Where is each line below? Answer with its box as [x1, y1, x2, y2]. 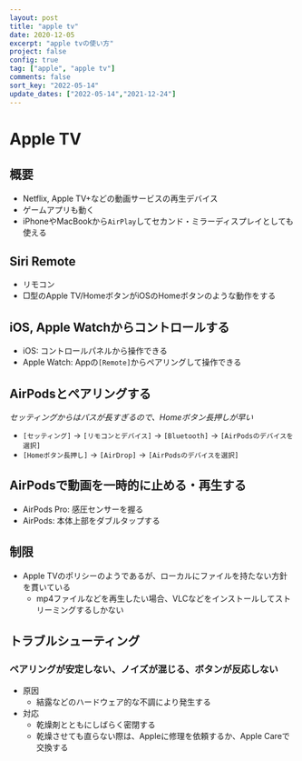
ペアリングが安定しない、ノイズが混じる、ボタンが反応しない [9, 663, 278, 676]
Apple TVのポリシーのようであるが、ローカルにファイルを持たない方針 [22, 570, 288, 581]
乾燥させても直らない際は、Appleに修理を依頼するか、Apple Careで [35, 731, 290, 742]
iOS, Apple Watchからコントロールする [9, 319, 229, 335]
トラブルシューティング [9, 633, 141, 648]
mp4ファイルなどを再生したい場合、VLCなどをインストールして [35, 593, 276, 604]
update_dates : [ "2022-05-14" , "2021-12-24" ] [9, 89, 177, 98]
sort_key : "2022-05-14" [9, 81, 100, 90]
